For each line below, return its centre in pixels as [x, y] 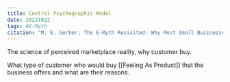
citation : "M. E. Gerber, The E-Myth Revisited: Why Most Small [101, 32]
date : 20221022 [29, 20]
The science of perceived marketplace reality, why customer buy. [100, 52]
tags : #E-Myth [27, 26]
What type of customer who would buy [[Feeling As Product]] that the [105, 65]
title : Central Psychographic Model [59, 13]
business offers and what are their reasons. [68, 72]
